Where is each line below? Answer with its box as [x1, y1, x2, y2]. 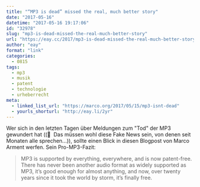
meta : [6, 97, 20, 103]
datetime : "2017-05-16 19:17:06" [6, 20, 89, 26]
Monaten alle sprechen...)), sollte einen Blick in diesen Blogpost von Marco [6, 138, 189, 145]
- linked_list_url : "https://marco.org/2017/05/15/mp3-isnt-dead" [11, 102, 180, 109]
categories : [6, 53, 36, 59]
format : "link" [6, 48, 44, 54]
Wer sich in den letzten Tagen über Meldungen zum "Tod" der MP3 [6, 124, 171, 132]
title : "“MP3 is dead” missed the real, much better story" [6, 8, 159, 15]
